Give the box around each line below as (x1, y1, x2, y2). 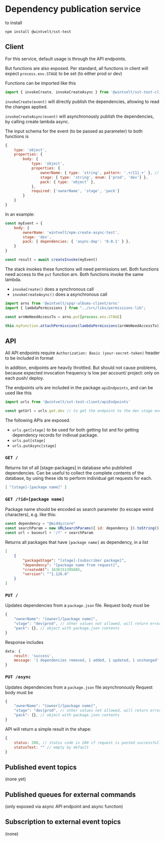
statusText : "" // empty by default (14, 745, 89, 750)
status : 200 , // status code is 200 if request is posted (14, 740, 135, 745)
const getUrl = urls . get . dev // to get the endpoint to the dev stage (5, 408, 153, 413)
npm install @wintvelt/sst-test (5, 29, 71, 34)
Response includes (5, 639, 44, 645)
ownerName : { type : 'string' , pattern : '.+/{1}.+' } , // (40, 170, 160, 175)
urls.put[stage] (12, 438, 46, 443)
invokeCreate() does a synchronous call (12, 286, 94, 292)
